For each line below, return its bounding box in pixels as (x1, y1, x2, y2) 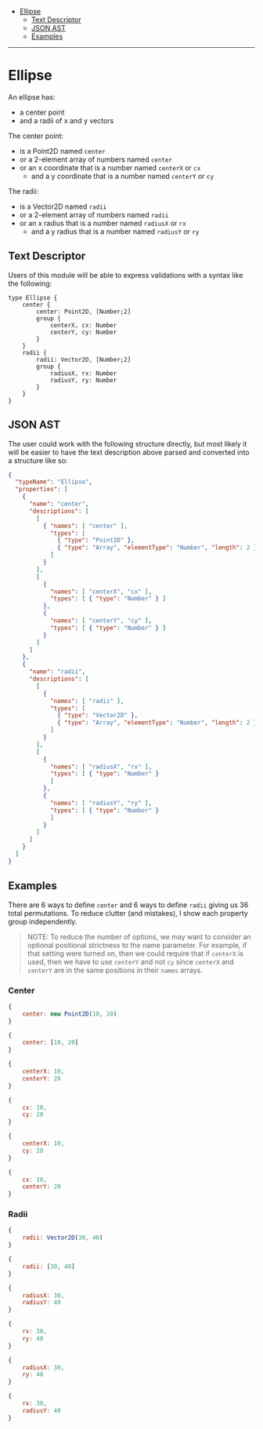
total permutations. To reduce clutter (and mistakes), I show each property (8, 908, 248, 917)
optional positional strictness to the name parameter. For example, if (27, 940, 247, 950)
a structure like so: (8, 455, 68, 465)
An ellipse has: (8, 92, 56, 101)
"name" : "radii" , (28, 668, 86, 676)
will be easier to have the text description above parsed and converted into (8, 447, 250, 457)
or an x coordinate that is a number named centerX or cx (19, 162, 201, 172)
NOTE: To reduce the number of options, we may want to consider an (27, 931, 252, 941)
